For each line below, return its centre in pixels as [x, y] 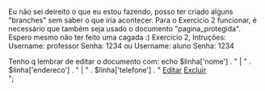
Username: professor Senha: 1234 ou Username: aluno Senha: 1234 [121, 46]
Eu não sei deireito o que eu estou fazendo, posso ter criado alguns [121, 12]
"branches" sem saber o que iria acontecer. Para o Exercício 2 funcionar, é [132, 20]
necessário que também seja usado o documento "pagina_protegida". [124, 29]
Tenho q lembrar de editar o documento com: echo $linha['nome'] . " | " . [130, 61]
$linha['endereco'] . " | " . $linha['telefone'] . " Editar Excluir [107, 70]
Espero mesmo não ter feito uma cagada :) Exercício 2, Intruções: [117, 37]
